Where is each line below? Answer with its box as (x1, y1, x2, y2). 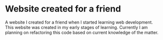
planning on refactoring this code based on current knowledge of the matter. (5, 29, 159, 35)
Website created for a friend (5, 3, 121, 14)
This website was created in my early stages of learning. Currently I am (5, 24, 148, 30)
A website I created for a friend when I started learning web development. (5, 19, 153, 25)
